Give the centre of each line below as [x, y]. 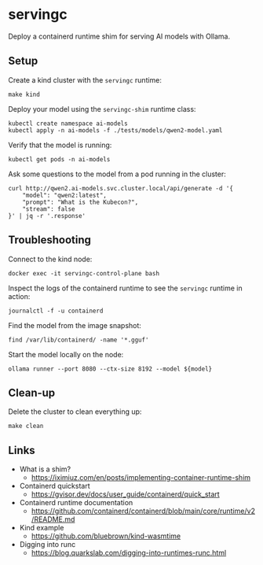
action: [19, 296]
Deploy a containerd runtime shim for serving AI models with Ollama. [119, 36]
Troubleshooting [50, 240]
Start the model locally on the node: [66, 354]
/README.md [53, 519]
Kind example [42, 528]
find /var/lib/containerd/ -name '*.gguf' [79, 340]
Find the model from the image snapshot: [75, 325]
